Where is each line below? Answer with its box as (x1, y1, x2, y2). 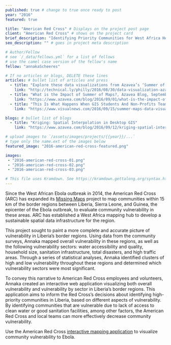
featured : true (5, 17, 38, 22)
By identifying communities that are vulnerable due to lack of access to (5, 302, 154, 308)
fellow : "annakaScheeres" (5, 64, 60, 69)
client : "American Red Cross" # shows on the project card (5, 31, 133, 36)
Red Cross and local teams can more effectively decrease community (5, 313, 151, 319)
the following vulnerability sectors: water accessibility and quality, (5, 243, 144, 250)
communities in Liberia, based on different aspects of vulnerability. (21, 297, 161, 303)
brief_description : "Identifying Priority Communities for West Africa (5, 36, 160, 41)
